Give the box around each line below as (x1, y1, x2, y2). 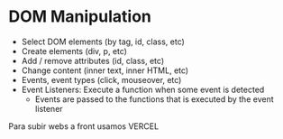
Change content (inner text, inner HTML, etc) (21, 65, 189, 76)
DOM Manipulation (8, 6, 152, 27)
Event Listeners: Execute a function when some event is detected (21, 84, 265, 95)
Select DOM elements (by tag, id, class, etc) (21, 36, 186, 47)
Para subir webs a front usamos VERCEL (8, 120, 160, 132)
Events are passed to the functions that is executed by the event (34, 93, 274, 105)
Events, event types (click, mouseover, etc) (21, 74, 182, 85)
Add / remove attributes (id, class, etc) (21, 55, 164, 66)
